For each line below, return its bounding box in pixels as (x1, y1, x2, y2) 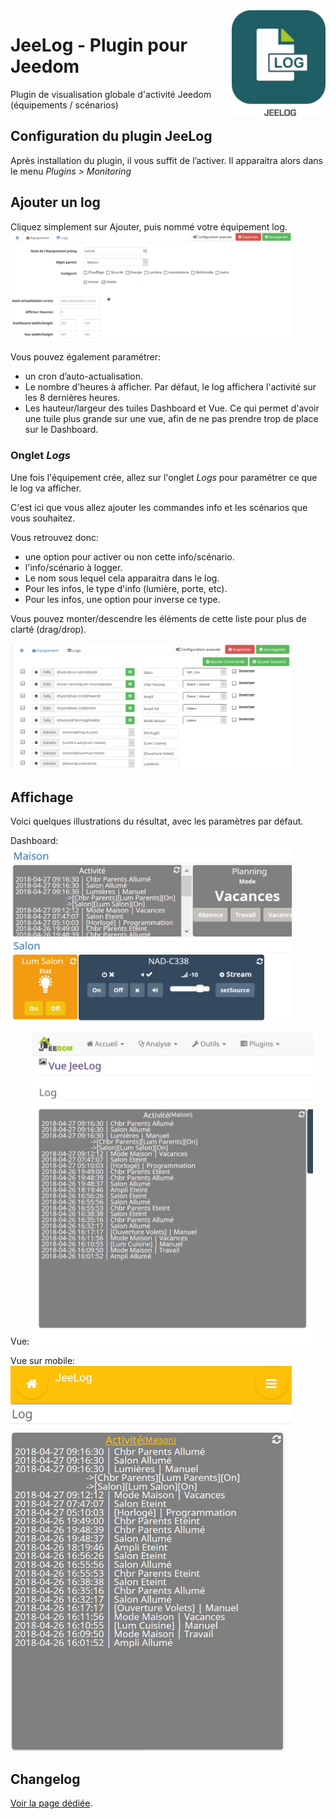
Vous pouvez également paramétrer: (10, 351, 162, 363)
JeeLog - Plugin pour (10, 34, 188, 57)
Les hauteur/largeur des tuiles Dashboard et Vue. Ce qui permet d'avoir (24, 402, 320, 414)
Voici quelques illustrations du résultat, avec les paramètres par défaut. (10, 815, 304, 828)
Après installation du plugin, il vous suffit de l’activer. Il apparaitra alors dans (10, 154, 323, 166)
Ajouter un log (10, 194, 101, 211)
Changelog (10, 1770, 81, 1788)
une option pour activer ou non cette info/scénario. (24, 550, 235, 563)
